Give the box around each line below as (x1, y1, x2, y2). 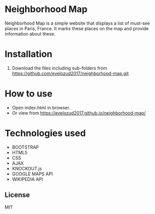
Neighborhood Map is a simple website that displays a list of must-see (5, 20, 150, 26)
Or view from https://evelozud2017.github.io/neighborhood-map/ (12, 110, 146, 116)
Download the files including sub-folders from (12, 65, 107, 71)
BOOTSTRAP (12, 144, 39, 150)
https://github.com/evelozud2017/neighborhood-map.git (12, 70, 129, 76)
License (5, 191, 30, 199)
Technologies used (5, 128, 86, 139)
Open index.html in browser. (12, 104, 71, 111)
